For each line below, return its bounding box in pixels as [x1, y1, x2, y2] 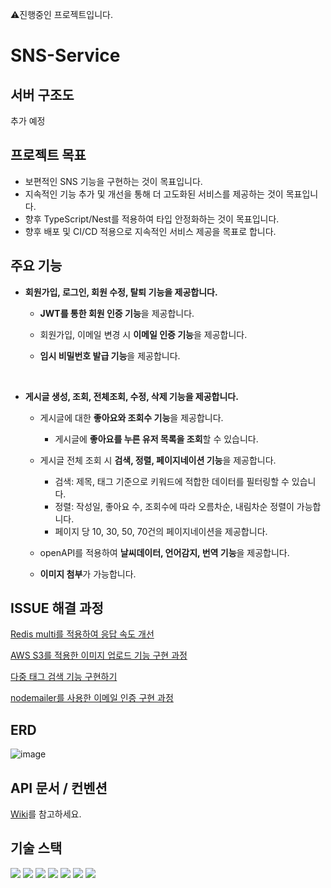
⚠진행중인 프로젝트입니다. [10, 9, 114, 20]
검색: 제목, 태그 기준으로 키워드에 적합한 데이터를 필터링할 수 [54, 475, 290, 487]
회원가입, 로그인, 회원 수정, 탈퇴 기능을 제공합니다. [24, 286, 218, 298]
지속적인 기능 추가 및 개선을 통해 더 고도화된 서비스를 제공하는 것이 [24, 188, 284, 200]
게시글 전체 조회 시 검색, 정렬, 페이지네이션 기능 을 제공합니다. [39, 454, 277, 466]
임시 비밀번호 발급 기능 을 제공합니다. [39, 349, 181, 362]
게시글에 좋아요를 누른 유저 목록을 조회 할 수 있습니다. [54, 433, 259, 445]
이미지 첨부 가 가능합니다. [39, 568, 137, 580]
